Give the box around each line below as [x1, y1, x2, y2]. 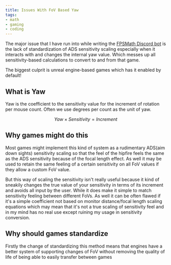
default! [5, 72, 22, 78]
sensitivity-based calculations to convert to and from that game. [5, 57, 140, 63]
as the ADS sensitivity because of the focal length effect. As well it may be [5, 155, 162, 161]
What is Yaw [5, 87, 46, 96]
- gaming [5, 22, 24, 27]
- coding [5, 27, 24, 32]
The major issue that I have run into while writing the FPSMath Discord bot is [5, 40, 166, 47]
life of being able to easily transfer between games [5, 254, 112, 260]
